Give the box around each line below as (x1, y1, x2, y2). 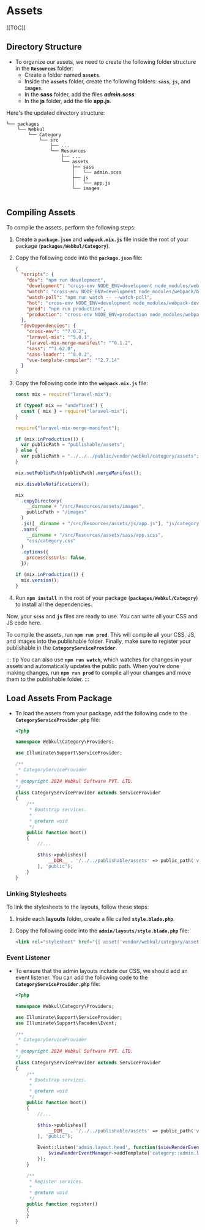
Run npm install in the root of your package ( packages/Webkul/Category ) (15, 594, 198, 601)
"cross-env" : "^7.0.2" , (26, 329, 87, 335)
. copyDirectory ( (21, 498, 62, 504)
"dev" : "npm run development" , (26, 277, 106, 283)
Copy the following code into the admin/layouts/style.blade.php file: (15, 927, 190, 934)
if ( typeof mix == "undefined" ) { (15, 402, 103, 409)
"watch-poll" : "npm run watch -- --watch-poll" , (26, 294, 153, 301)
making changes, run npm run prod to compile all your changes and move (6, 669, 192, 676)
